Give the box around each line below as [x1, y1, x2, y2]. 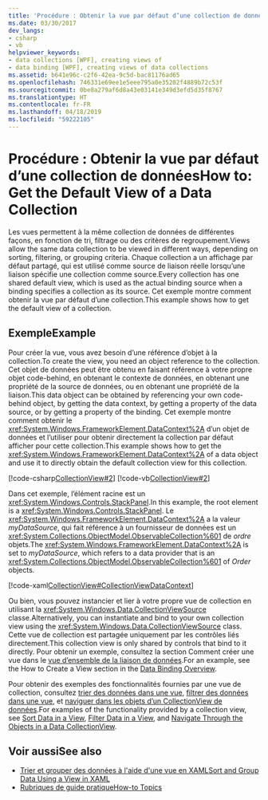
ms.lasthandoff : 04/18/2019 [8, 108, 102, 116]
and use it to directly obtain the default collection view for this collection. [8, 458, 247, 467]
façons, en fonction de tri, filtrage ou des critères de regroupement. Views [8, 235, 250, 245]
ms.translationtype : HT [8, 93, 88, 101]
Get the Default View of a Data [8, 184, 212, 202]
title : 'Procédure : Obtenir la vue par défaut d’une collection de [8, 11, 241, 20]
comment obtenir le [8, 416, 73, 425]
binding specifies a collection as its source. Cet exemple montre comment [8, 286, 252, 296]
